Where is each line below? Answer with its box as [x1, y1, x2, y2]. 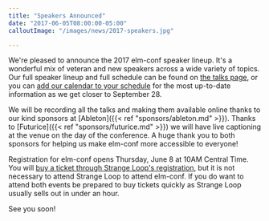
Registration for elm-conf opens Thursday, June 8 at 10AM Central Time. [8, 155, 249, 164]
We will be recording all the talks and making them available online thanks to [8, 105, 261, 115]
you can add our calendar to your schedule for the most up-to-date [8, 81, 231, 90]
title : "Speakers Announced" [8, 11, 106, 20]
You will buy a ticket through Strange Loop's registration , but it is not [8, 163, 235, 173]
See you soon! [8, 204, 56, 214]
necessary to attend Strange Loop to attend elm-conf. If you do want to [8, 171, 244, 181]
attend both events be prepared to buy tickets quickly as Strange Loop [8, 180, 243, 190]
